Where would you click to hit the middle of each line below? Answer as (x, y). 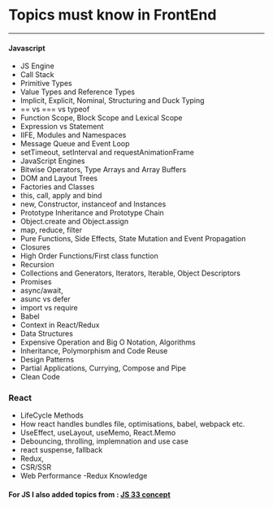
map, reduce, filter (51, 230)
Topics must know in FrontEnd (113, 15)
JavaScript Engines (52, 161)
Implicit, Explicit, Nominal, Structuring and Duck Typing (112, 101)
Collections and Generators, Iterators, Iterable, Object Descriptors (130, 273)
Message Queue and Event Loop (75, 144)
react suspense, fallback (61, 450)
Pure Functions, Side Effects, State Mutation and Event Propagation (133, 239)
